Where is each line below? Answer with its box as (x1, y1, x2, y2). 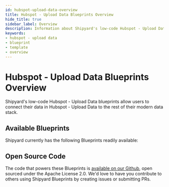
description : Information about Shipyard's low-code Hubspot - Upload (5, 26, 156, 31)
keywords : (5, 31, 26, 36)
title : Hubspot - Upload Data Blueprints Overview (5, 12, 114, 17)
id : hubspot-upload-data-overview (5, 7, 78, 13)
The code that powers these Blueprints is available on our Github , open (5, 165, 152, 171)
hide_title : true (5, 17, 42, 22)
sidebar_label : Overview (5, 21, 57, 27)
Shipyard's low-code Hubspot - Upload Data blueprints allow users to (5, 99, 149, 105)
